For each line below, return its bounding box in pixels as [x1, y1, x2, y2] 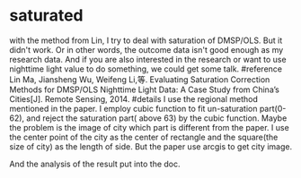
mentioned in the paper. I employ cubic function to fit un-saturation [9, 103, 258, 114]
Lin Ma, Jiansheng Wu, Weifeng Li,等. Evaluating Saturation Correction [9, 73, 270, 85]
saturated [9, 5, 84, 26]
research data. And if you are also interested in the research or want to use [9, 54, 287, 64]
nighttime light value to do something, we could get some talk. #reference [9, 64, 283, 74]
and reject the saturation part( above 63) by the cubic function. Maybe [26, 113, 288, 123]
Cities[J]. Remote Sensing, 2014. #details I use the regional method [9, 93, 259, 104]
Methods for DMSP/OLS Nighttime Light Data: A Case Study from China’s [9, 84, 280, 95]
